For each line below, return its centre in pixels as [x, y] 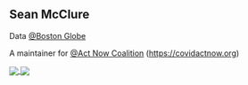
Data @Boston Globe [48, 35]
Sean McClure [50, 15]
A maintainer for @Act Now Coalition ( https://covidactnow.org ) [124, 53]
